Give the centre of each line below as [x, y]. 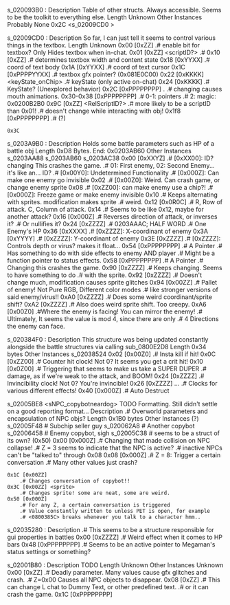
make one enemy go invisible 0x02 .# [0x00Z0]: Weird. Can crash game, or [114, 180]
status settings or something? [49, 552]
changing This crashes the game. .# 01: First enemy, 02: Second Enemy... [111, 165]
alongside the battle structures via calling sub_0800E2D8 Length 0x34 [107, 347]
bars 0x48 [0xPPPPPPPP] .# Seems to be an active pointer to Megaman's [111, 544]
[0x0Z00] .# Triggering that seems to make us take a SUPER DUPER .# [107, 368]
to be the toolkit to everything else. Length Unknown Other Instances [105, 17]
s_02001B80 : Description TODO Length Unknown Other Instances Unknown [115, 565]
